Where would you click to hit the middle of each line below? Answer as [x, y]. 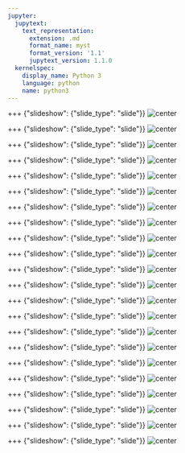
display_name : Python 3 [62, 76]
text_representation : [58, 31]
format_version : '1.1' [67, 53]
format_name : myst [60, 46]
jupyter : [22, 16]
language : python [51, 83]
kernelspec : [35, 68]
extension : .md [54, 38]
